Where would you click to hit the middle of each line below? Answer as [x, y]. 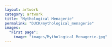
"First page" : [24, 32]
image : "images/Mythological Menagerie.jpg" [60, 37]
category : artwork [24, 14]
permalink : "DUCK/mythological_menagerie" [49, 23]
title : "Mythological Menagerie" [39, 19]
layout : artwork [21, 10]
